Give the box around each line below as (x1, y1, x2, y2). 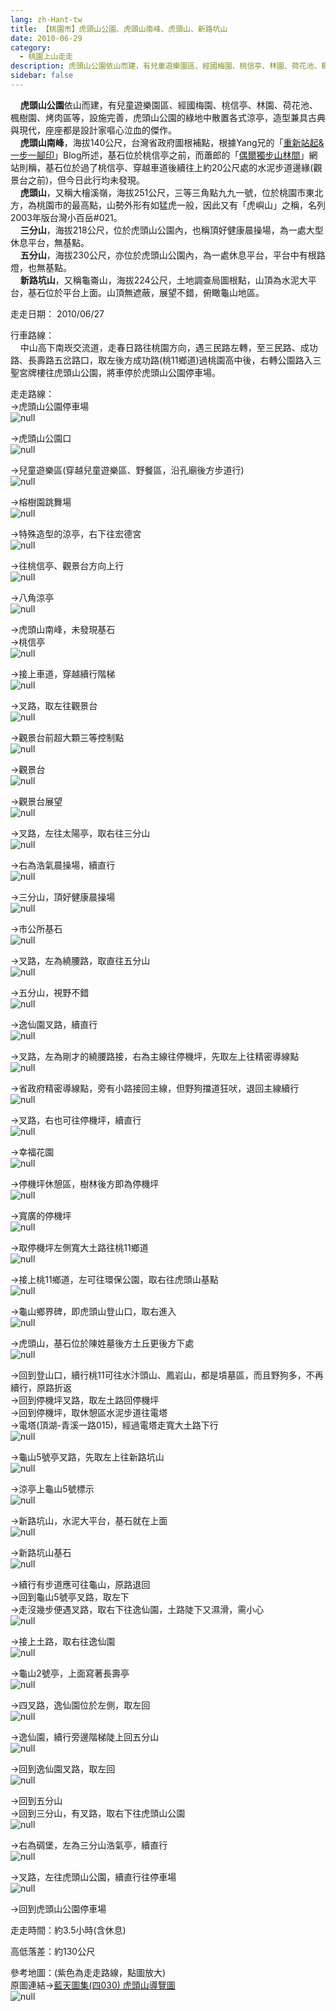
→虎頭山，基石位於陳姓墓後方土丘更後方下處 (10, 1337, 195, 1349)
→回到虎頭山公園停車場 (10, 1902, 107, 1915)
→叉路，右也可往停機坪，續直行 (10, 1114, 142, 1126)
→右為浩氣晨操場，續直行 (10, 859, 116, 871)
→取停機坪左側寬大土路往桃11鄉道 (10, 1241, 149, 1253)
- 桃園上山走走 (19, 52, 74, 62)
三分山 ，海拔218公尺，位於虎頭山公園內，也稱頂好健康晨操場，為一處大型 (19, 224, 324, 236)
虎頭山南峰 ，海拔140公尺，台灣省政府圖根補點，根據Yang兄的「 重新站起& (19, 136, 325, 148)
